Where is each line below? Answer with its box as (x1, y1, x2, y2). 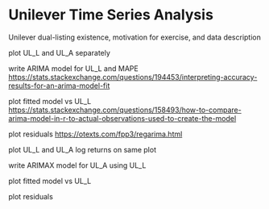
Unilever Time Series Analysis (8, 6, 213, 24)
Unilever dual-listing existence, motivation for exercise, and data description (8, 32, 262, 42)
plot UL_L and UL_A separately (8, 48, 111, 57)
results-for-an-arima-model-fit (8, 81, 110, 90)
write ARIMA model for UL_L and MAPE (8, 63, 139, 73)
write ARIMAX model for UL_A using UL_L (8, 160, 147, 170)
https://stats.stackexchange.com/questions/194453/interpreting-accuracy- (8, 72, 258, 82)
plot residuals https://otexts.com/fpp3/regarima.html (8, 129, 183, 139)
